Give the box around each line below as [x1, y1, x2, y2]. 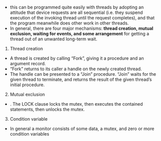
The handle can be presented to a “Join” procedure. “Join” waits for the [9, 71, 156, 77]
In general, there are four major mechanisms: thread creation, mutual [9, 25, 154, 31]
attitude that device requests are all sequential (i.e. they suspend [9, 9, 143, 15]
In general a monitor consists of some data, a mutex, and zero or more [9, 126, 155, 132]
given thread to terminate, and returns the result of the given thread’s [9, 77, 152, 82]
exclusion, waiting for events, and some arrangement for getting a [9, 31, 150, 36]
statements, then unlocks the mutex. [9, 107, 85, 112]
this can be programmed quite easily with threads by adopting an [9, 4, 144, 10]
